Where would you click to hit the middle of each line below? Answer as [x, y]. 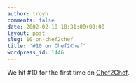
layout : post [26, 33]
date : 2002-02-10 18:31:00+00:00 [56, 27]
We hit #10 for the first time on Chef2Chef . [68, 72]
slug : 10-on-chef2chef [40, 40]
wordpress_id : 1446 [36, 53]
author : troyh [28, 14]
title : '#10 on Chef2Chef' [47, 46]
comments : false [31, 20]
